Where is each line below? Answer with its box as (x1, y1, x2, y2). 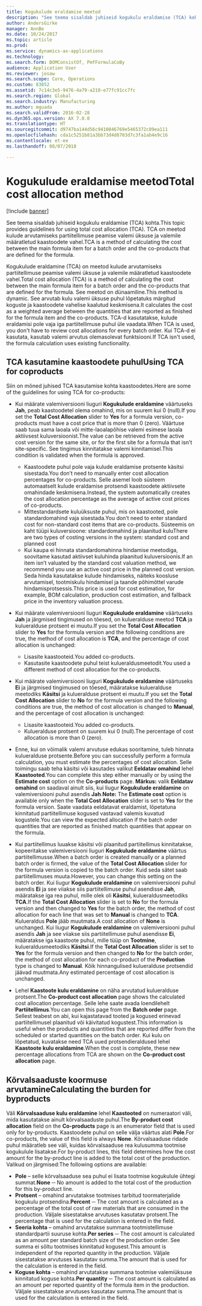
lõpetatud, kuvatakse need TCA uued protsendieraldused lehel (14, 1038, 170, 1046)
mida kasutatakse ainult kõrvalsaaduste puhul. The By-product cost (6, 1116, 173, 1123)
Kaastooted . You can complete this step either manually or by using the (14, 771, 192, 779)
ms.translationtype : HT (6, 121, 66, 127)
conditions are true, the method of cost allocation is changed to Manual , (14, 703, 194, 711)
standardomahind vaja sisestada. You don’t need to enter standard (23, 515, 188, 522)
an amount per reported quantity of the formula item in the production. (14, 1281, 189, 1289)
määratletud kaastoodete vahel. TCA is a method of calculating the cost (6, 238, 182, 245)
